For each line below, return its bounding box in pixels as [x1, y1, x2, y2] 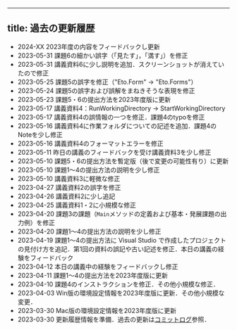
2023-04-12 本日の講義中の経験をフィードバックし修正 [17, 262, 178, 271]
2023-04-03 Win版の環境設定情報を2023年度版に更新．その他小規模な [17, 288, 225, 297]
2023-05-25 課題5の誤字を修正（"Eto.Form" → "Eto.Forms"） [17, 77, 197, 86]
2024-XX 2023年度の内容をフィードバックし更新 [17, 42, 160, 51]
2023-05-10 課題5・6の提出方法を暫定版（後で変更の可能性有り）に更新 [17, 156, 229, 165]
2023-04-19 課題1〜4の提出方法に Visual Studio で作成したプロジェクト [17, 236, 227, 244]
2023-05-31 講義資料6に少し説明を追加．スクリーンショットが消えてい [17, 60, 224, 68]
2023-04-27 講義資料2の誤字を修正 [17, 183, 121, 191]
